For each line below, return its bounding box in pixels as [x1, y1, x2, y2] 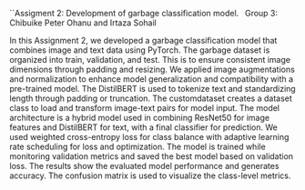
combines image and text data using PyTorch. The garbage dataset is [9, 45, 270, 55]
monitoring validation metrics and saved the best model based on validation [9, 151, 294, 162]
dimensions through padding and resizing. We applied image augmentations [9, 64, 296, 75]
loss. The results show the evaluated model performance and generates [9, 161, 280, 171]
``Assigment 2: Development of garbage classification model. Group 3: [9, 8, 279, 18]
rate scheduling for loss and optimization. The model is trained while [9, 141, 266, 152]
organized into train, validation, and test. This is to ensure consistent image [9, 55, 291, 65]
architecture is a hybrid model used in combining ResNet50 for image [9, 113, 270, 123]
